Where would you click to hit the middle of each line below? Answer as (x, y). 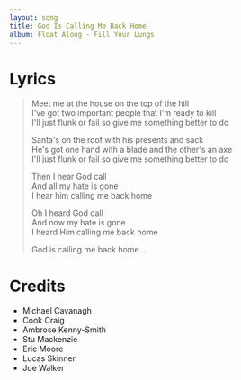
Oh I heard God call (67, 213)
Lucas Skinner (49, 358)
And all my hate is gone (75, 186)
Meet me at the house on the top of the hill (110, 103)
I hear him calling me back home (92, 196)
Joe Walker (43, 368)
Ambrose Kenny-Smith (64, 330)
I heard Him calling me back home (95, 232)
